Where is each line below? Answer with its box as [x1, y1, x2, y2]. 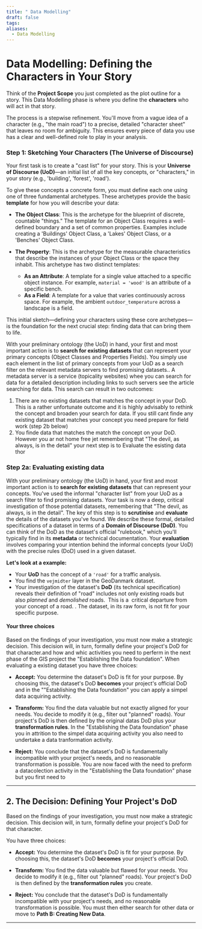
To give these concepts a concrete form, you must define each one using [6, 187, 188, 194]
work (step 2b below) [14, 422, 68, 430]
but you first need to [14, 773, 66, 780]
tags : [6, 20, 20, 26]
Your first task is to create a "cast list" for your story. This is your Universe [6, 162, 191, 169]
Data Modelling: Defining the [6, 57, 153, 71]
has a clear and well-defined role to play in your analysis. [6, 134, 148, 141]
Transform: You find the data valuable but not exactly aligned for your [14, 704, 189, 711]
